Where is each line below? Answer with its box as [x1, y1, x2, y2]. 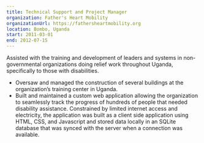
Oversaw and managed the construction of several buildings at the [15, 79, 184, 86]
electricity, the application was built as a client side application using [15, 111, 189, 119]
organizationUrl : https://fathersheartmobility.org [6, 20, 141, 26]
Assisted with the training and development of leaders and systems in [6, 54, 183, 61]
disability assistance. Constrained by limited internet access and [15, 105, 178, 112]
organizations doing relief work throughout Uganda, [42, 61, 173, 68]
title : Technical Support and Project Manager [6, 9, 127, 15]
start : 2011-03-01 [6, 32, 53, 38]
